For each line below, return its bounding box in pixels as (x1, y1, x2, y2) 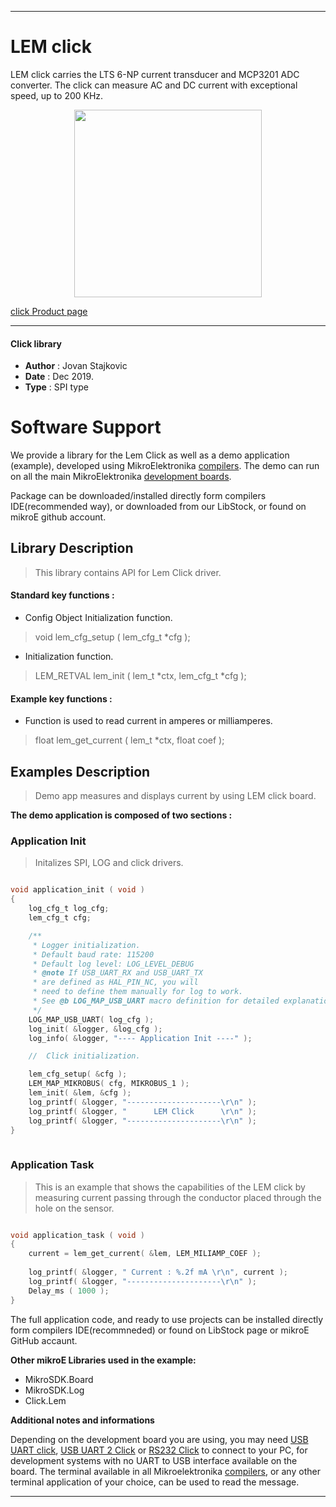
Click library (10, 337, 63, 350)
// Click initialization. (28, 1051, 141, 1061)
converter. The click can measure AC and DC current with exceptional (10, 79, 298, 91)
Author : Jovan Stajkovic (24, 360, 128, 372)
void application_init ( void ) (10, 885, 145, 895)
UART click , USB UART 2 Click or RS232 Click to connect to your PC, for (10, 1444, 308, 1456)
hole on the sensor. (34, 1202, 115, 1214)
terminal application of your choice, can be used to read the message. (10, 1476, 300, 1488)
